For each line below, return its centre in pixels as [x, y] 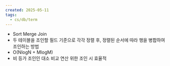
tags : [11, 15]
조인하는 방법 [26, 47]
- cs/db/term [24, 19]
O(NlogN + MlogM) [33, 52]
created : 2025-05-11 [27, 10]
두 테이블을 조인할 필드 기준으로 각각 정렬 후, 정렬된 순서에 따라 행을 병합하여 [89, 40]
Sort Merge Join [30, 34]
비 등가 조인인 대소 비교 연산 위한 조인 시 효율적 [59, 58]
